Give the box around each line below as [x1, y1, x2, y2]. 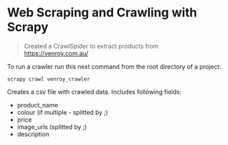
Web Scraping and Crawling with [7, 5, 197, 21]
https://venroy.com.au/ [23, 49, 89, 57]
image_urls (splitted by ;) [16, 122, 87, 131]
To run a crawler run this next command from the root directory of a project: [7, 62, 221, 70]
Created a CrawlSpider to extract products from [23, 42, 159, 50]
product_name [16, 101, 58, 109]
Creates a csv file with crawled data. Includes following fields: [7, 88, 182, 96]
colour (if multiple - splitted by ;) [16, 108, 108, 116]
